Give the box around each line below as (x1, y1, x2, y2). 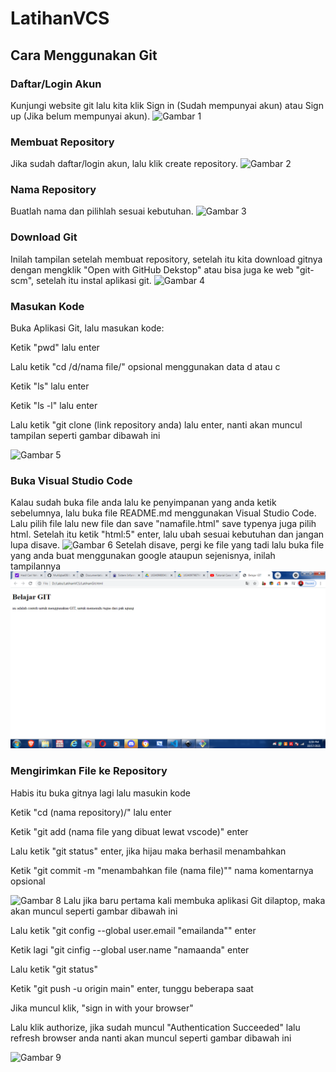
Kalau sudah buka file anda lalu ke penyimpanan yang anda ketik (10, 497, 277, 509)
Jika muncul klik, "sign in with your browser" (10, 1002, 194, 1014)
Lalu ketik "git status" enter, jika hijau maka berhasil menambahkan (10, 845, 287, 857)
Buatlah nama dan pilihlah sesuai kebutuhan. (10, 205, 194, 217)
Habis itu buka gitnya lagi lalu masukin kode (10, 787, 191, 799)
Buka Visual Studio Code (10, 473, 133, 487)
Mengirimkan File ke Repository (10, 764, 168, 778)
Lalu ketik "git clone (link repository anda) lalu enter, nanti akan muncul (10, 419, 303, 431)
